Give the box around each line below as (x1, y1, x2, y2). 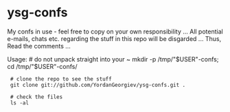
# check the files (10, 94, 63, 100)
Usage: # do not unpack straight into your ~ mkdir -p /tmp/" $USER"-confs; (7, 55, 219, 63)
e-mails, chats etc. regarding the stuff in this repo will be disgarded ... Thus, (7, 34, 222, 42)
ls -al (10, 99, 30, 107)
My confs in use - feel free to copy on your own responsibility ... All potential (7, 27, 223, 36)
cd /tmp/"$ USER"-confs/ (7, 62, 78, 70)
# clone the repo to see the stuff (10, 75, 112, 83)
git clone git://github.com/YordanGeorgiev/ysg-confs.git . (10, 81, 186, 88)
